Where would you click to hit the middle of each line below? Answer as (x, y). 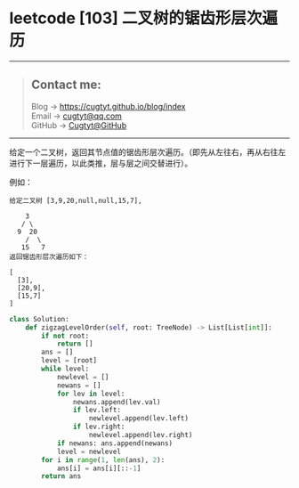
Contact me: (66, 85)
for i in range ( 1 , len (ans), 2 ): (103, 460)
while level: (65, 369)
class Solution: (39, 319)
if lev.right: (99, 427)
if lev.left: (97, 411)
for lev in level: (91, 394)
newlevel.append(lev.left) (139, 419)
